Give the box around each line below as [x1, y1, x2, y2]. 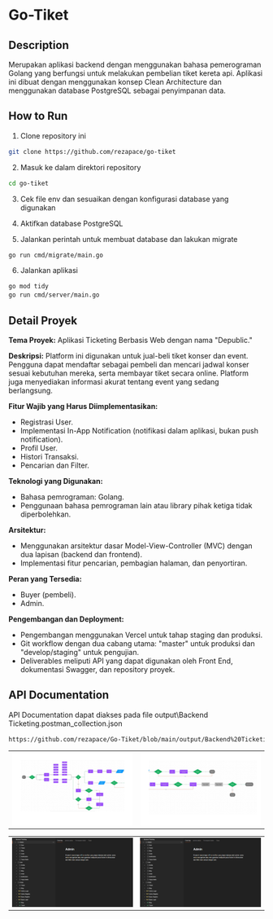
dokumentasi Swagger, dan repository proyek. [19, 665, 175, 674]
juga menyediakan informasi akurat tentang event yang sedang [8, 377, 219, 386]
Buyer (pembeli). [19, 590, 76, 600]
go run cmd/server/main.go [8, 291, 100, 299]
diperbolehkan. [19, 509, 71, 519]
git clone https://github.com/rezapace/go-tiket [8, 147, 176, 156]
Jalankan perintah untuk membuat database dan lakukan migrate [19, 234, 238, 244]
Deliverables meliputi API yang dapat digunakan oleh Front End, [19, 656, 233, 666]
